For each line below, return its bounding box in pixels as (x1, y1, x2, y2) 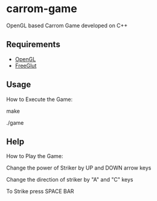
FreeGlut (14, 62, 37, 69)
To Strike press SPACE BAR (6, 188, 74, 195)
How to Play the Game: (6, 153, 63, 160)
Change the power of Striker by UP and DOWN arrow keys (6, 164, 152, 171)
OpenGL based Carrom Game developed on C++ (6, 22, 128, 29)
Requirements (6, 39, 60, 50)
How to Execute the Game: (6, 96, 73, 103)
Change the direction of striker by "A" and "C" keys (6, 176, 133, 183)
